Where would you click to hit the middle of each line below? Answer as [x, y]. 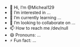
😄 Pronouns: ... [25, 35]
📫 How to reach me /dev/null [39, 28]
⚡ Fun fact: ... [23, 40]
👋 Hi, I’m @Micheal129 [32, 7]
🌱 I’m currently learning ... [35, 18]
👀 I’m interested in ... [30, 12]
